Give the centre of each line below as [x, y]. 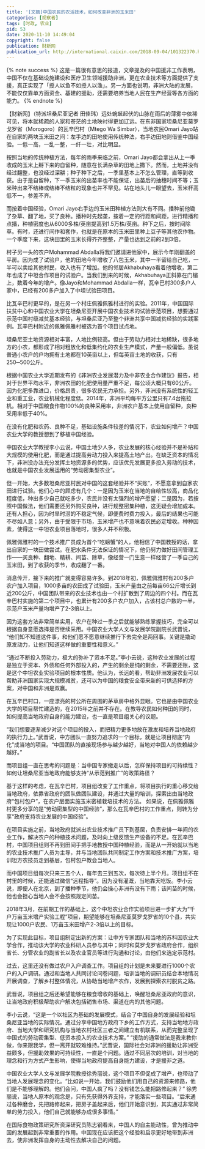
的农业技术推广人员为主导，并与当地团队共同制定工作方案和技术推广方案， [100, 852]
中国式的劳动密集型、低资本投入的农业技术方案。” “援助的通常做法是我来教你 [102, 1037]
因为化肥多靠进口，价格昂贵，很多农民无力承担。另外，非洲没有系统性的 [97, 390]
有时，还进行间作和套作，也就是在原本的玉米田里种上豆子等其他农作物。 [108, 231]
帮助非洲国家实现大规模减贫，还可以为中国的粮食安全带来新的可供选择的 [97, 680]
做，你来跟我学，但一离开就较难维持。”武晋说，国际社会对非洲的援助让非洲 [100, 1045]
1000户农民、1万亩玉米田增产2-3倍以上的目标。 [77, 924]
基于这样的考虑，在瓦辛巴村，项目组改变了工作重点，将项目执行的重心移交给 [103, 786]
